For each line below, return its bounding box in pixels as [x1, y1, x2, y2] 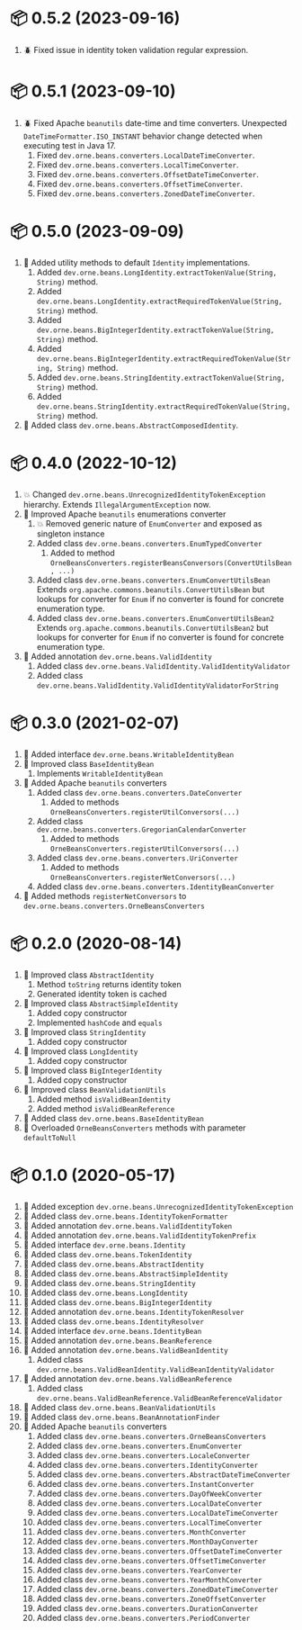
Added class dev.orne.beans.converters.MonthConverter [36, 1526, 246, 1536]
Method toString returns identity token [36, 978, 182, 989]
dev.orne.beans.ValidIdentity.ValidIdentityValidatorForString [36, 681, 280, 690]
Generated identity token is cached [36, 988, 167, 999]
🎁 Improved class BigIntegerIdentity [22, 1065, 163, 1076]
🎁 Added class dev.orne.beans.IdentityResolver [22, 1316, 205, 1327]
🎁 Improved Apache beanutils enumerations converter [22, 509, 226, 519]
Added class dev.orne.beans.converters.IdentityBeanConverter [36, 880, 275, 892]
